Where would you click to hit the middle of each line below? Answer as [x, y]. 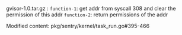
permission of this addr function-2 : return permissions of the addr [87, 15]
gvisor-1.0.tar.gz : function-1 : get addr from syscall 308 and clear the [91, 8]
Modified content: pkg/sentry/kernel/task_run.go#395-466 [78, 26]
